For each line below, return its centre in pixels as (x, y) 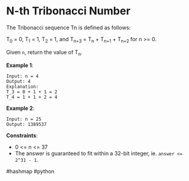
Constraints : (22, 135)
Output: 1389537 (26, 124)
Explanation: (22, 87)
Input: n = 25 (24, 119)
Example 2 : (20, 108)
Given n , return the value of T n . (44, 53)
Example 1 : (20, 65)
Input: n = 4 (22, 76)
